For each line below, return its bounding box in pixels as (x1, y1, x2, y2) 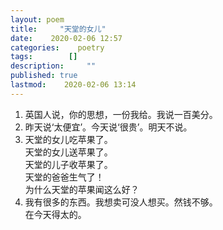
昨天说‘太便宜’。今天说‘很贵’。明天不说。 (24, 121, 193, 133)
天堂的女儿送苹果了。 (24, 146, 113, 158)
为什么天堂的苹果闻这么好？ (24, 183, 140, 195)
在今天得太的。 (24, 208, 87, 220)
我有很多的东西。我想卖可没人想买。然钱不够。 (24, 196, 218, 208)
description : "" (10, 61, 97, 71)
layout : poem (10, 14, 65, 25)
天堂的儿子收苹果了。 (24, 158, 113, 170)
